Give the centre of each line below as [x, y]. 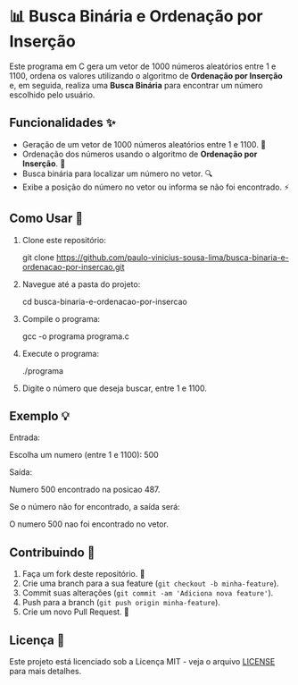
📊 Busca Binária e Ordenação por [136, 17]
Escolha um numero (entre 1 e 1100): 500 [84, 455]
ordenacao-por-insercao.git [73, 266]
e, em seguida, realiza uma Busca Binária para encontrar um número [136, 85]
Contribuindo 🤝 [52, 552]
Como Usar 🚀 [46, 219]
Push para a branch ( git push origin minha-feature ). [121, 603]
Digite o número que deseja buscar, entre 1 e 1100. [115, 388]
